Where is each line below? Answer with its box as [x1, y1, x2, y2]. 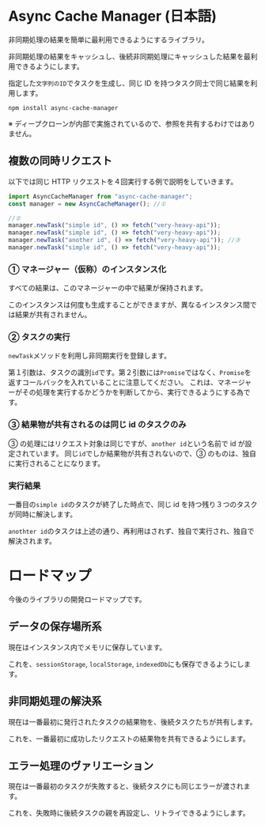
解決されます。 [8, 536, 57, 546]
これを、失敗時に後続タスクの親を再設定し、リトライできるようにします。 [8, 808, 251, 818]
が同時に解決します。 [8, 509, 78, 519]
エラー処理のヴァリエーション [8, 759, 154, 773]
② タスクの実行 [8, 331, 70, 342]
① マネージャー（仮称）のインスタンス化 [8, 263, 167, 274]
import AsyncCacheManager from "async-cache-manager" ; [8, 192, 193, 200]
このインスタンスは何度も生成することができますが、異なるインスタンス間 [8, 300, 251, 309]
